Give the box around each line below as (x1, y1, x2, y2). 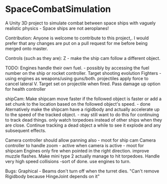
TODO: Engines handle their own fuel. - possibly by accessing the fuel (5, 65, 150, 71)
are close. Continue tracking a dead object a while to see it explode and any (5, 122, 161, 128)
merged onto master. (5, 45, 48, 51)
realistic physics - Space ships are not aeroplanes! (5, 25, 109, 31)
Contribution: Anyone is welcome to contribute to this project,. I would (5, 35, 149, 41)
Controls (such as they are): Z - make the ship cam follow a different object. (5, 55, 161, 61)
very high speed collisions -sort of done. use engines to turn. (5, 158, 131, 164)
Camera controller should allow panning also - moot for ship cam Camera (5, 137, 156, 143)
